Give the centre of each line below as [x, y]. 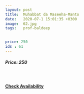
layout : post [19, 10]
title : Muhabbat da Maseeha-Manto [42, 14]
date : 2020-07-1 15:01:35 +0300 [41, 19]
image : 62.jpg [21, 24]
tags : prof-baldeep [28, 28]
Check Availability [24, 86]
